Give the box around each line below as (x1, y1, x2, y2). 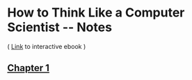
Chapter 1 (7, 62, 50, 74)
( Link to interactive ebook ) (7, 42, 86, 50)
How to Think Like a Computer (7, 5, 185, 21)
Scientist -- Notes (7, 19, 113, 35)
